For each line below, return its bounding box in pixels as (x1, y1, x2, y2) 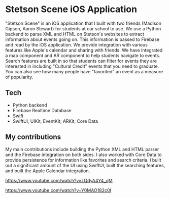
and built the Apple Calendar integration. (5, 168, 90, 174)
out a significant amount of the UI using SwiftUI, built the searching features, (5, 162, 165, 168)
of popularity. (5, 74, 33, 80)
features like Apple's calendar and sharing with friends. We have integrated (5, 47, 163, 53)
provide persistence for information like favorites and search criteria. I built (5, 157, 161, 163)
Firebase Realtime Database (12, 107, 72, 113)
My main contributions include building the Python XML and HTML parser (5, 146, 159, 152)
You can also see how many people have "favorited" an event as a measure (5, 68, 163, 74)
